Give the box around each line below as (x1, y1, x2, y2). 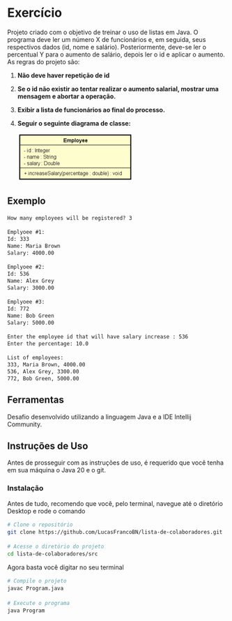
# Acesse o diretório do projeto (7, 543, 105, 551)
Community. (7, 420, 42, 428)
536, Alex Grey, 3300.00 (7, 368, 79, 375)
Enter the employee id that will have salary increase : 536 (7, 333, 189, 340)
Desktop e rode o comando (7, 507, 86, 515)
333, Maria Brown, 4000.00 (7, 361, 86, 368)
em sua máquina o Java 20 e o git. (7, 466, 107, 474)
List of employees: (7, 354, 64, 361)
